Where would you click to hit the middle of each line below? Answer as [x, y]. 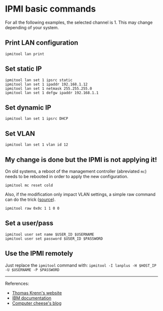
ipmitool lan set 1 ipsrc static [39, 80]
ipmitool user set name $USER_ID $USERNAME [50, 234]
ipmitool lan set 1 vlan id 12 [37, 145]
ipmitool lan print [25, 54]
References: [17, 283]
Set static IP [24, 69]
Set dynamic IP [28, 107]
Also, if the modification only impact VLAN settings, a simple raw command [80, 194]
